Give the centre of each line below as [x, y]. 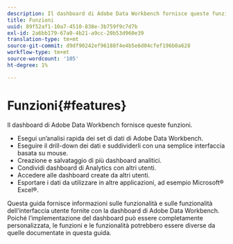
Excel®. [28, 190]
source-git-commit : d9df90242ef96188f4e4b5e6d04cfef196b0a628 [99, 46]
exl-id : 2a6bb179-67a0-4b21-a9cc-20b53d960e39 [76, 33]
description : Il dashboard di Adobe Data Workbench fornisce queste [108, 14]
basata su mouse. [43, 152]
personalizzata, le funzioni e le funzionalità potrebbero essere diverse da [111, 225]
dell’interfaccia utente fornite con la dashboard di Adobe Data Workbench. [113, 210]
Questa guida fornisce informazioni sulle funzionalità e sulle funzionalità [110, 203]
